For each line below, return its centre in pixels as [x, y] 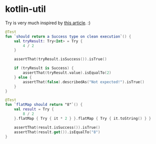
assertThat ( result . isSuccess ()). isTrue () [57, 127]
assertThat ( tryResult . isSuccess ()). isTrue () [60, 59]
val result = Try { [34, 109]
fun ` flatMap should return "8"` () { [44, 105]
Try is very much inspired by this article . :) [48, 23]
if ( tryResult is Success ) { [44, 68]
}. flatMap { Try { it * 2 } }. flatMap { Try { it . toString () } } [83, 118]
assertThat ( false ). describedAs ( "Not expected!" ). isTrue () [84, 82]
